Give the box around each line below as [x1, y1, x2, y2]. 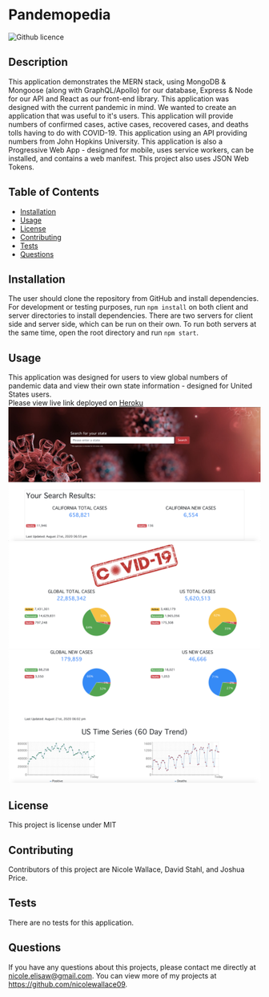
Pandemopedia [8, 6, 111, 24]
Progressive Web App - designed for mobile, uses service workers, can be [8, 144, 255, 154]
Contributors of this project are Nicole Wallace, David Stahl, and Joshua [8, 865, 245, 874]
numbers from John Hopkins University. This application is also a [8, 136, 223, 146]
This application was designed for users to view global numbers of [8, 372, 228, 382]
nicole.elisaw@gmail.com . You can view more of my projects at [8, 971, 217, 980]
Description [8, 55, 68, 69]
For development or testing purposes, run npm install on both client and [8, 303, 248, 312]
